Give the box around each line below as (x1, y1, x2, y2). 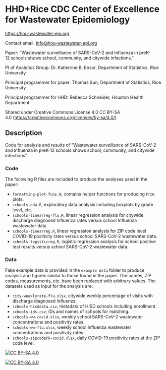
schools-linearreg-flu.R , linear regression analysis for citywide (12, 212, 144, 218)
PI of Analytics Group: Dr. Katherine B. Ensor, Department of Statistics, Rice (5, 64, 159, 70)
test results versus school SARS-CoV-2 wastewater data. (12, 244, 129, 250)
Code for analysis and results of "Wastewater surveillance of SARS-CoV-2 (5, 142, 157, 148)
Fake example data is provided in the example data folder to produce (5, 267, 145, 273)
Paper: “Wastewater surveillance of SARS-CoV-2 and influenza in (5, 50, 138, 56)
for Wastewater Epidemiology (5, 14, 130, 25)
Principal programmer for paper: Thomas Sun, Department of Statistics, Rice (5, 79, 161, 85)
